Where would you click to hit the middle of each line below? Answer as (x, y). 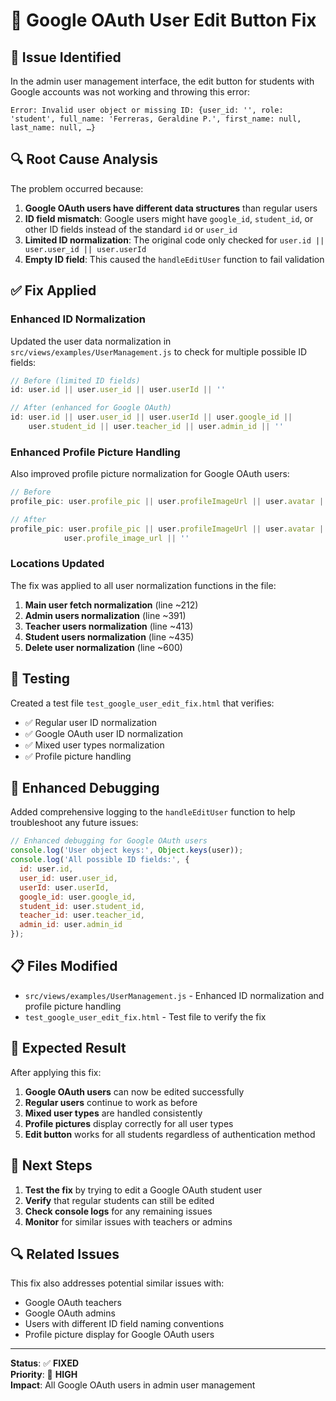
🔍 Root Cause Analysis (84, 159)
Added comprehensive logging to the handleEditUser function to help (153, 812)
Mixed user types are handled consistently (113, 1113)
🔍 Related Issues (65, 1254)
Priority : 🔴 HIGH (44, 1375)
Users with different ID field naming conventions (124, 1324)
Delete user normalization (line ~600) (103, 647)
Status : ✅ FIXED (45, 1363)
